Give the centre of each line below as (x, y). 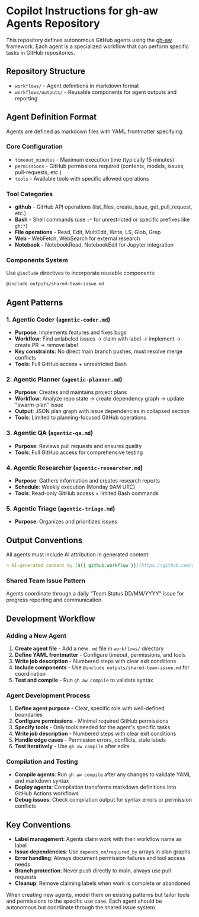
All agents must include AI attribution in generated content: (78, 554)
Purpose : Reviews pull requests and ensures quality (78, 446)
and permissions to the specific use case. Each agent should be (84, 901)
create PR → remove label (46, 345)
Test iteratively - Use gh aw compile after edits (72, 746)
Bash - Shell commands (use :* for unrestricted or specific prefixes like (102, 220)
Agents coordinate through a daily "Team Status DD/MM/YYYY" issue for (95, 594)
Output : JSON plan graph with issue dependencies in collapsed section (102, 411)
